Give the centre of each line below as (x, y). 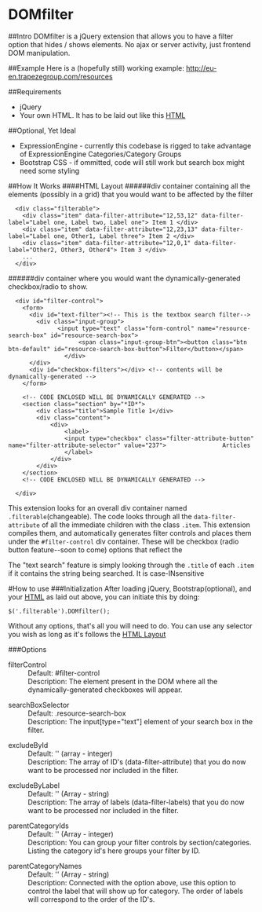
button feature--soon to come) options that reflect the (95, 549)
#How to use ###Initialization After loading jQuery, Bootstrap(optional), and (130, 588)
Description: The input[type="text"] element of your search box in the (140, 721)
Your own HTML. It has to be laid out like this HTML (102, 115)
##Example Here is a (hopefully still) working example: (96, 68)
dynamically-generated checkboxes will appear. (105, 690)
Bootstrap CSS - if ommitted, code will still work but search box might (132, 162)
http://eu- (201, 68)
